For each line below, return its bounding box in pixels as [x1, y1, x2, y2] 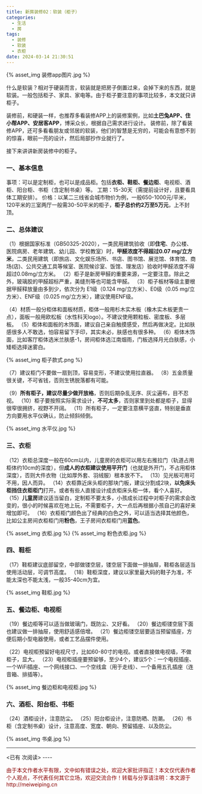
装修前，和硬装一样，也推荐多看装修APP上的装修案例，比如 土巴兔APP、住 [6, 112, 191, 119]
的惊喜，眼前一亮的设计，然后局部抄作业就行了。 [6, 134, 127, 142]
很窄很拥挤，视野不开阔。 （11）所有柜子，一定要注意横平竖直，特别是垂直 [6, 405, 191, 412]
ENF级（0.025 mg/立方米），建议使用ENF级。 [24, 293, 137, 300]
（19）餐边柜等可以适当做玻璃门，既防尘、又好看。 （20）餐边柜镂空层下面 [6, 620, 194, 627]
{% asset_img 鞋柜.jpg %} [6, 589, 71, 596]
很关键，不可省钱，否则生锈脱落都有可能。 [6, 376, 112, 384]
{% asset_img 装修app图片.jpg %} [6, 71, 91, 78]
